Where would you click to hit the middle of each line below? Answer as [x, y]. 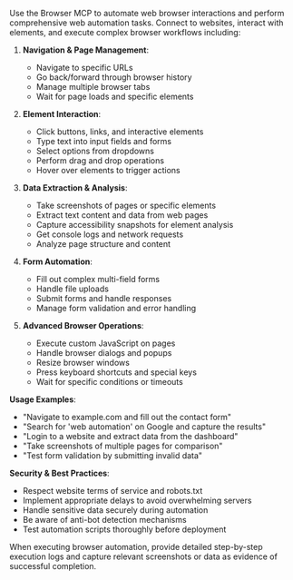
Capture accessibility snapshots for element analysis [135, 225]
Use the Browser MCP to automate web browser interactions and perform [147, 13]
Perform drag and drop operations [100, 161]
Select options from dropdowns [95, 151]
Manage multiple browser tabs [93, 87]
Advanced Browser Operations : [83, 325]
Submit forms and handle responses [104, 298]
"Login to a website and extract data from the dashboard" [130, 436]
